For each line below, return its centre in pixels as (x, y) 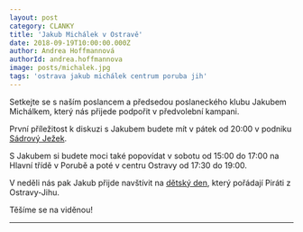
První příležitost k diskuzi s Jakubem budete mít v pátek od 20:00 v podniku (151, 129)
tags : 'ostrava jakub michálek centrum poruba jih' (108, 76)
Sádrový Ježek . (38, 138)
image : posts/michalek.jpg (60, 68)
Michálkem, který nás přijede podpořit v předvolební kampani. (124, 111)
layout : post (34, 18)
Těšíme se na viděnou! (51, 210)
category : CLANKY (42, 26)
